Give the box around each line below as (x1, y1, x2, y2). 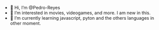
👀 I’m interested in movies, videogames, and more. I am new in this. (10, 10, 151, 16)
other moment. (10, 20, 42, 26)
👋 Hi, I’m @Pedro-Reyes (10, 5, 60, 10)
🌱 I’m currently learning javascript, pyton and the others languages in (10, 15, 154, 21)
